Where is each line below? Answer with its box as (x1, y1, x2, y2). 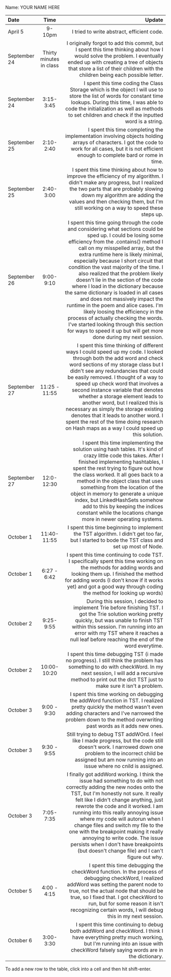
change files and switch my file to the (74, 822, 163, 829)
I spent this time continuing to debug (75, 921, 163, 928)
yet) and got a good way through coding (67, 583, 163, 590)
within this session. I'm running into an (72, 623, 163, 630)
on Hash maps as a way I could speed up (65, 425, 163, 432)
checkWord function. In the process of (71, 868, 163, 875)
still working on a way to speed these (74, 205, 163, 211)
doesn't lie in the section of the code (76, 276, 163, 283)
